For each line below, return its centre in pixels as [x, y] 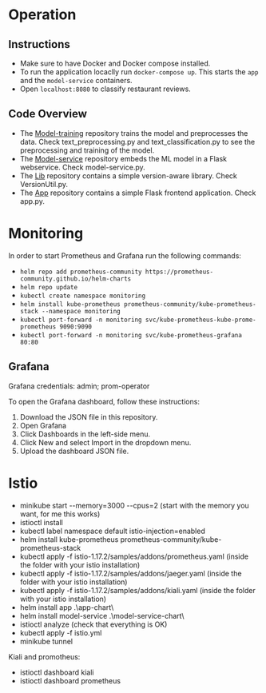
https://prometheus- [179, 272]
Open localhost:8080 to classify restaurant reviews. [105, 89]
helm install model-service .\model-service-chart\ [102, 615]
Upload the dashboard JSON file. [74, 451]
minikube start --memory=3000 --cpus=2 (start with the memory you [134, 505]
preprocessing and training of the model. [87, 150]
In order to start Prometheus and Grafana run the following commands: [125, 255]
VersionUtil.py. [44, 184]
